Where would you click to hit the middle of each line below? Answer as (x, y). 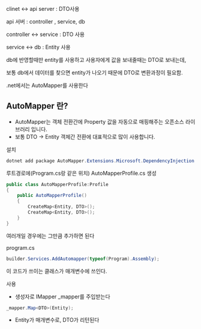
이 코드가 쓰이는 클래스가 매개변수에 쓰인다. (57, 271)
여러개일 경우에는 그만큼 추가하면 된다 (50, 235)
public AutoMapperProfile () (52, 196)
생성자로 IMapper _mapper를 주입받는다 (62, 297)
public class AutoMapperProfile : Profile (58, 184)
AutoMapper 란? (37, 106)
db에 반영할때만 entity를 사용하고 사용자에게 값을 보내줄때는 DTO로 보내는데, (96, 60)
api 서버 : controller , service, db (46, 22)
